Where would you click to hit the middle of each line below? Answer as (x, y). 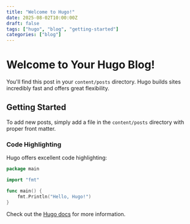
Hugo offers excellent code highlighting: (57, 158)
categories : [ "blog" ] (34, 35)
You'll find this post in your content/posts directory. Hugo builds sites (94, 82)
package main (23, 169)
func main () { (24, 191)
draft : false (23, 23)
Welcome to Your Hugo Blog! (81, 65)
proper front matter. (31, 128)
